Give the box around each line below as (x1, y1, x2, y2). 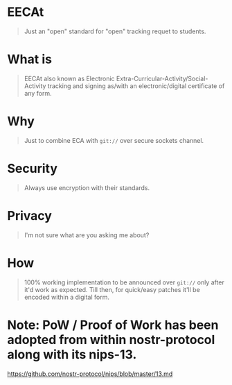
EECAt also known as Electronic (24, 74, 116, 83)
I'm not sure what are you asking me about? (24, 230, 150, 239)
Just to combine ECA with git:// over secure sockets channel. (24, 136, 204, 144)
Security (7, 161, 57, 176)
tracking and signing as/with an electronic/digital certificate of (47, 81, 225, 90)
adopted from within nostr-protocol (7, 332, 215, 348)
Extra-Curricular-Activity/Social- (116, 74, 208, 83)
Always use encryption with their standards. (24, 183, 150, 191)
